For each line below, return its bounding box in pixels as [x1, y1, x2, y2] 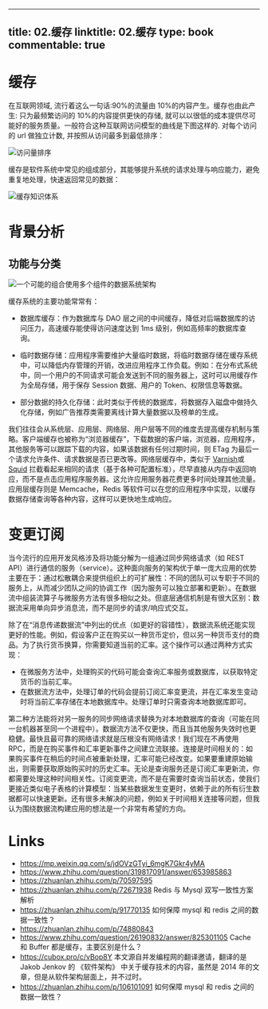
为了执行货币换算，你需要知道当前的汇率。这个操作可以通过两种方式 [22, 640, 246, 649]
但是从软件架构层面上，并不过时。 [33, 972, 146, 982]
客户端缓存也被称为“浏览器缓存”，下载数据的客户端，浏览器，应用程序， [22, 435, 259, 444]
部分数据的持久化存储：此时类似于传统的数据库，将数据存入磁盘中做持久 [19, 397, 258, 407]
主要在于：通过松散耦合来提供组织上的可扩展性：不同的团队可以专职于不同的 [8, 573, 260, 583]
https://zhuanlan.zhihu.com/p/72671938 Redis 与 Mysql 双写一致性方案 [19, 885, 254, 895]
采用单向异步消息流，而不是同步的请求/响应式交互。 [22, 603, 193, 613]
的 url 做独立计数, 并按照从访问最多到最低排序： [8, 131, 165, 141]
